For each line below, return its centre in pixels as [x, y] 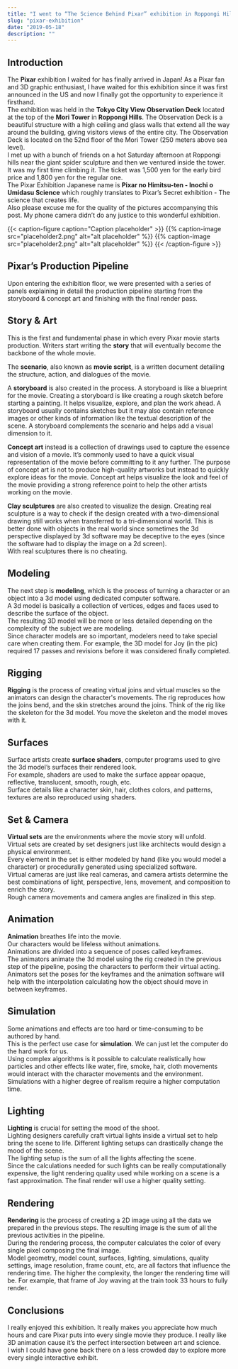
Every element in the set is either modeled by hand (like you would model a [117, 859]
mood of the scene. [36, 1151]
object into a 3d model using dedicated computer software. [94, 598]
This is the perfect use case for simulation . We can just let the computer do [118, 1043]
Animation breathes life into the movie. [64, 936]
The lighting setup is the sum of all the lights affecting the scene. [102, 1158]
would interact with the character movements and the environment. [106, 1074]
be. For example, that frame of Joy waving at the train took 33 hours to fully [118, 1280]
